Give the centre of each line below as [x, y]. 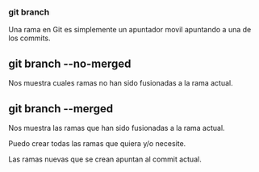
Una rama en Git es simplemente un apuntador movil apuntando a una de [130, 30]
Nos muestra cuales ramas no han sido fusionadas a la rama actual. [121, 83]
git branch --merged [61, 109]
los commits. [29, 38]
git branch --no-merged [70, 63]
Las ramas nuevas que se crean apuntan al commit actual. [105, 159]
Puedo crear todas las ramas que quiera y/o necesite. [97, 143]
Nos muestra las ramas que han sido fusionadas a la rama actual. [117, 128]
